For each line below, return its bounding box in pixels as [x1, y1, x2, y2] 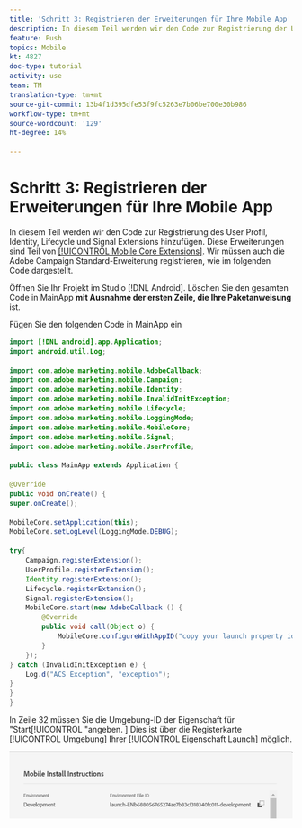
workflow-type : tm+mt [9, 109, 91, 119]
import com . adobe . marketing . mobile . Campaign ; [9, 375, 182, 384]
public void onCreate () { [9, 489, 106, 499]
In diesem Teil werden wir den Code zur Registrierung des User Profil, [9, 226, 268, 238]
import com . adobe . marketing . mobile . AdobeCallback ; [9, 365, 203, 375]
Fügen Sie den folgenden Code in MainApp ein [9, 319, 182, 329]
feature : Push [9, 33, 63, 42]
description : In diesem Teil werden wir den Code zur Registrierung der [9, 23, 288, 33]
